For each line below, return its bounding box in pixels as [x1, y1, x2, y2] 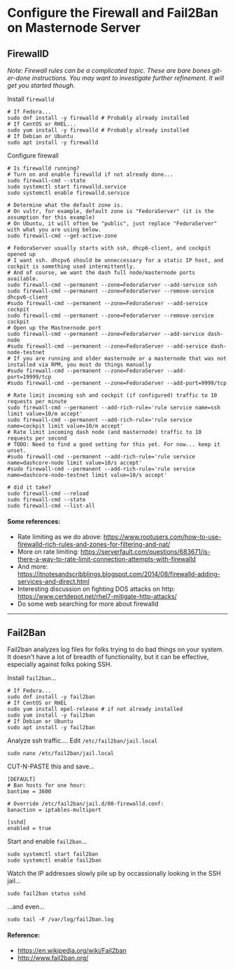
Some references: [7, 517, 61, 525]
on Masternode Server [7, 20, 141, 36]
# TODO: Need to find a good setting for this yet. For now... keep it [7, 441, 220, 448]
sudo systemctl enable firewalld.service [7, 189, 130, 196]
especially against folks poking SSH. [7, 660, 112, 669]
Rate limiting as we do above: [17, 533, 103, 541]
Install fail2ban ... [7, 674, 57, 682]
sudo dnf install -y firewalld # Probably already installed [7, 114, 190, 121]
